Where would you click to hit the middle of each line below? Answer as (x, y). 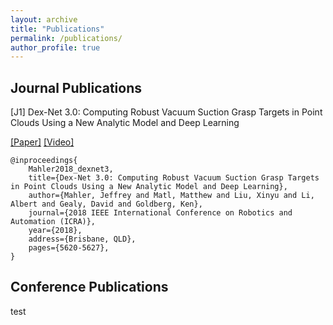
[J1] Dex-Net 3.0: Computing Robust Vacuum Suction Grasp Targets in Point (166, 112)
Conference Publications (89, 287)
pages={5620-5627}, (69, 248)
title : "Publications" (57, 29)
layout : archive (44, 19)
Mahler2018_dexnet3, (71, 169)
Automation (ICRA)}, (53, 222)
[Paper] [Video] (42, 142)
